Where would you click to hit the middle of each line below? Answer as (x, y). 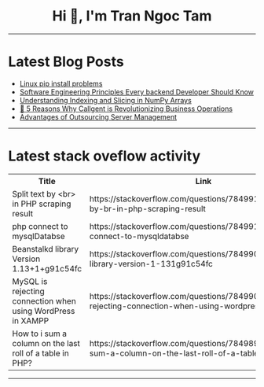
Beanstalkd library (46, 249)
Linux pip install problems (61, 83)
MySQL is (30, 281)
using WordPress (44, 311)
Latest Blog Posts (66, 62)
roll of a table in (40, 353)
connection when (44, 300)
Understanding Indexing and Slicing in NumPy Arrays (106, 100)
